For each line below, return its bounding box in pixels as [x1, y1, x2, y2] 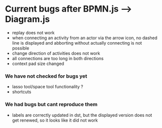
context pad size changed [12, 61, 65, 66]
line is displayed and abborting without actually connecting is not [12, 40, 142, 46]
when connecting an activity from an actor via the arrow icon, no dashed [12, 35, 158, 41]
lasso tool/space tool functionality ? [12, 84, 83, 90]
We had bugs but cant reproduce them [5, 101, 98, 108]
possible [12, 45, 30, 51]
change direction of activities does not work [12, 50, 100, 56]
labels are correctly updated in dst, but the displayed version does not [12, 112, 152, 118]
